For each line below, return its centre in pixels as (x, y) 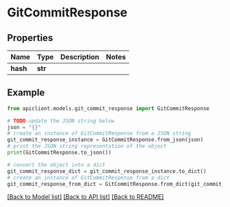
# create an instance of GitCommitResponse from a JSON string (99, 134)
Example (26, 93)
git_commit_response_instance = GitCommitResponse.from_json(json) (105, 140)
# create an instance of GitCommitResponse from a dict (88, 178)
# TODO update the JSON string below (61, 121)
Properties (30, 38)
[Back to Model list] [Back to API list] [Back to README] (86, 197)
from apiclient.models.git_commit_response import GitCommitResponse (108, 108)
